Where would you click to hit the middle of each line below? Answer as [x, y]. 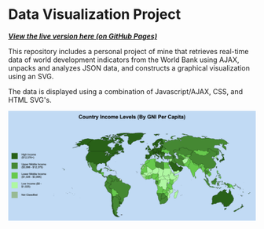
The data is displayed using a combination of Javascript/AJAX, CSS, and [126, 91]
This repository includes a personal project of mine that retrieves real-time [128, 51]
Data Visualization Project [95, 15]
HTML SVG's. [30, 100]
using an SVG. [31, 76]
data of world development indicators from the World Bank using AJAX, [124, 60]
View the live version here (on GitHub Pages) [83, 36]
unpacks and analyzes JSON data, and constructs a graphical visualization [129, 67]
